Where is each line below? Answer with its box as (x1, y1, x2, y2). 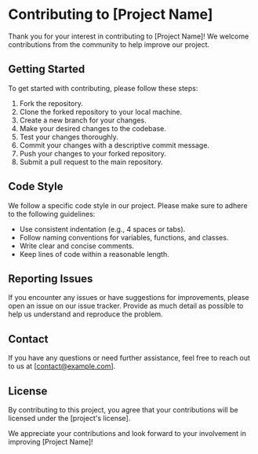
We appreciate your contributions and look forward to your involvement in (8, 429, 247, 438)
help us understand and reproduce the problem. (8, 309, 163, 319)
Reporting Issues (8, 272, 93, 285)
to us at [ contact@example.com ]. (8, 361, 116, 371)
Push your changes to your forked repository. (19, 148, 167, 158)
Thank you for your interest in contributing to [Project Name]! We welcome (8, 31, 249, 41)
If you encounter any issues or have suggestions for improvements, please (8, 293, 249, 302)
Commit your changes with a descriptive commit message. (19, 140, 210, 150)
